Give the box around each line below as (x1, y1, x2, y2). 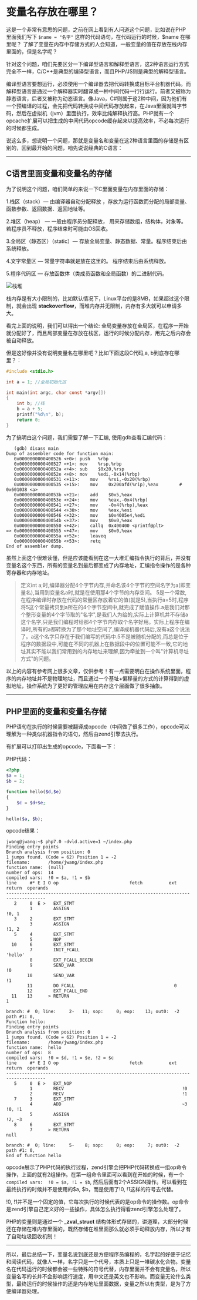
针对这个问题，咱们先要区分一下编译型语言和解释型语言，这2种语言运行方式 (6, 60, 189, 68)
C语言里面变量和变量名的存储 (6, 169, 113, 179)
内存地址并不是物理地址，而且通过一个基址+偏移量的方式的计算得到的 (16, 674, 185, 682)
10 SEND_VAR (27, 973, 75, 979)
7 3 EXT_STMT (13, 1096, 75, 1102)
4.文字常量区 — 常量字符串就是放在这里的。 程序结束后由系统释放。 (6, 257, 169, 265)
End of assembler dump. (6, 543, 64, 549)
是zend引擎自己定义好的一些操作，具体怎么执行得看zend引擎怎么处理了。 (6, 1206, 185, 1213)
